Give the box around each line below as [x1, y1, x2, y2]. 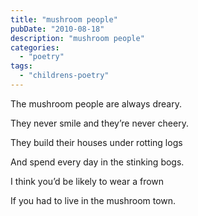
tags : [10, 61, 33, 71]
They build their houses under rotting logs [10, 136, 183, 148]
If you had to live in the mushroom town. [10, 194, 177, 206]
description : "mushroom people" [10, 33, 145, 43]
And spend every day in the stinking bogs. [10, 156, 185, 168]
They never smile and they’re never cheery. [10, 117, 189, 129]
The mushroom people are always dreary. [10, 97, 182, 110]
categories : [10, 42, 60, 53]
